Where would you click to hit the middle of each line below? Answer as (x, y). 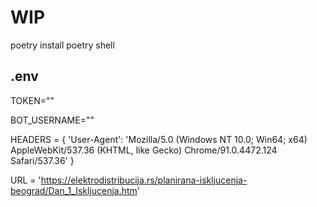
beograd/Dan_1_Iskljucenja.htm (74, 190)
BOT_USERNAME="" (52, 120)
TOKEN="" (32, 100)
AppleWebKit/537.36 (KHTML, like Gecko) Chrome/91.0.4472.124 (144, 150)
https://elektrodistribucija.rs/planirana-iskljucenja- (144, 180)
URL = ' (26, 180)
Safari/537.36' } (42, 160)
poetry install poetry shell (62, 45)
